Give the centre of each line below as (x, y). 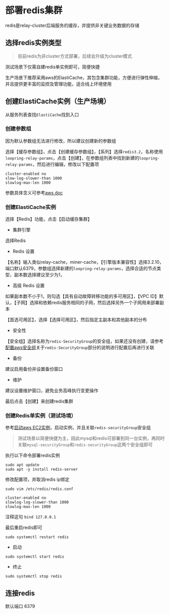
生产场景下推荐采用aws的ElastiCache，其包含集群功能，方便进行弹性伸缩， (84, 77)
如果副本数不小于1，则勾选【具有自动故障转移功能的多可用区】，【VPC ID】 (82, 296)
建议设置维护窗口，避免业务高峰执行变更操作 (52, 391)
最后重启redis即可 (24, 527)
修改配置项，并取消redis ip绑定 (37, 479)
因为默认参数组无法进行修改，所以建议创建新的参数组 (61, 141)
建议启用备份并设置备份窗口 (34, 369)
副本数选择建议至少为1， (39, 275)
